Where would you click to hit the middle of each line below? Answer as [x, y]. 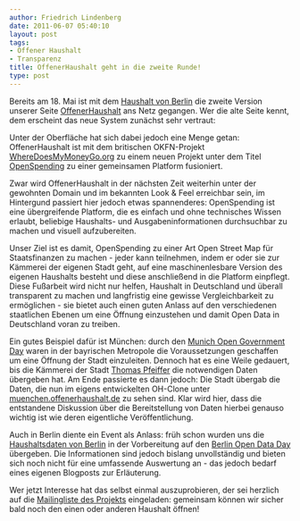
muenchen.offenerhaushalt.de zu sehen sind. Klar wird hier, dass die [135, 398]
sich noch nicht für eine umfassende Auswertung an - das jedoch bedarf [143, 463]
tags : [19, 42]
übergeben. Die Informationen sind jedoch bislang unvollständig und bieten [147, 453]
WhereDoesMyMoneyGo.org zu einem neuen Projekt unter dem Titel [135, 156]
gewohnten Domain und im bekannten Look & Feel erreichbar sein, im [137, 192]
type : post [29, 76]
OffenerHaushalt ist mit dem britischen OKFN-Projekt [107, 147]
